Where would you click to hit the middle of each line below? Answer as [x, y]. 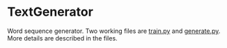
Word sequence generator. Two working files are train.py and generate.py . [114, 31]
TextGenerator [50, 12]
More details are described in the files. [62, 38]
